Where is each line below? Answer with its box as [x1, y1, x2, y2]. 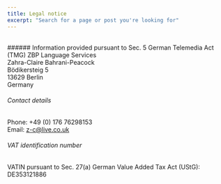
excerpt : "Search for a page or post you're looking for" [7, 17, 179, 24]
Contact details [7, 96, 52, 105]
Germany [7, 80, 34, 89]
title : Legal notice [7, 10, 68, 17]
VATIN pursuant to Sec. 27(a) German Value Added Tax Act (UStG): [7, 162, 201, 171]
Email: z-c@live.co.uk [7, 125, 70, 133]
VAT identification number [7, 141, 82, 150]
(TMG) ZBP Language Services [7, 50, 97, 59]
